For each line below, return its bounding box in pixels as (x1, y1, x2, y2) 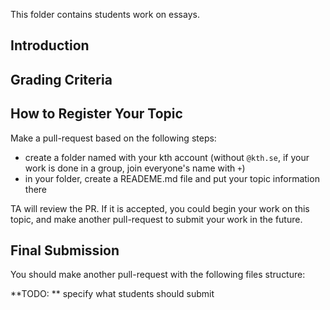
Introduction (10, 37, 90, 54)
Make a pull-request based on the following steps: (10, 132, 217, 144)
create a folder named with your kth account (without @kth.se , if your (24, 151, 310, 163)
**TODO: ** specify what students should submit (10, 288, 215, 300)
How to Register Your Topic (10, 105, 183, 123)
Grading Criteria (10, 71, 113, 88)
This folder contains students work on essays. (10, 9, 200, 20)
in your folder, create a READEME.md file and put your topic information (24, 172, 320, 184)
